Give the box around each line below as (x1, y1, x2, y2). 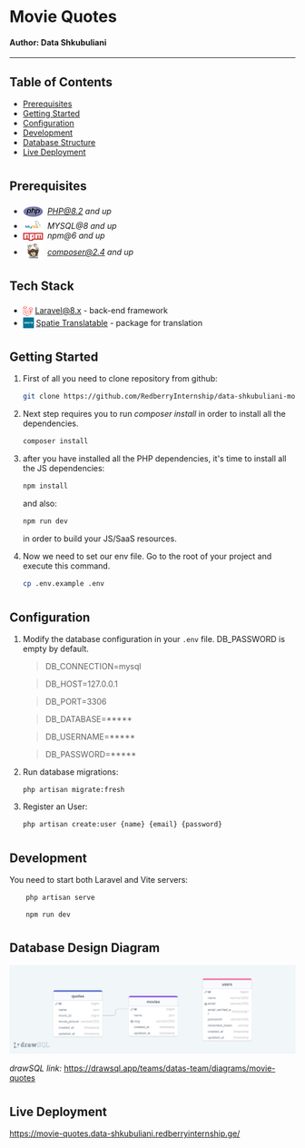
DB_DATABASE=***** (44, 714, 133, 725)
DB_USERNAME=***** (44, 731, 136, 742)
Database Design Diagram (9, 940, 161, 955)
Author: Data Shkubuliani (9, 36, 107, 47)
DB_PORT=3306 (44, 697, 107, 708)
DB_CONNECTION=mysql (44, 661, 142, 672)
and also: (22, 498, 57, 510)
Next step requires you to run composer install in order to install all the (22, 409, 286, 420)
